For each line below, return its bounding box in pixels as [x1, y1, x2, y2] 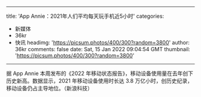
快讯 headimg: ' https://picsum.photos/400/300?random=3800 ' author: [14, 39, 190, 46]
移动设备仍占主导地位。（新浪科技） [6, 85, 93, 92]
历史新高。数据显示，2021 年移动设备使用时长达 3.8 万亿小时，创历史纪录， [6, 77, 193, 84]
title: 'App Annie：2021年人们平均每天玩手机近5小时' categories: [6, 12, 165, 20]
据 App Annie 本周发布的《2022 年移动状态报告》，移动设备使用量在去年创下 [6, 70, 193, 77]
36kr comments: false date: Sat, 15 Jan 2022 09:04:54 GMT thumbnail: [14, 46, 190, 52]
